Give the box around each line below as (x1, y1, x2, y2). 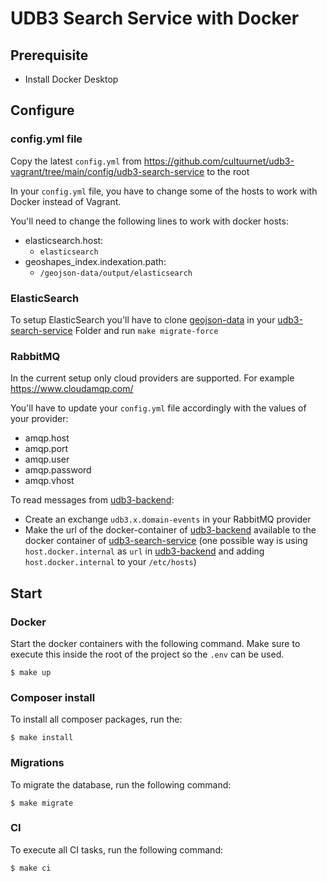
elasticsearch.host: (24, 234, 104, 246)
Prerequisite (10, 47, 89, 64)
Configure (10, 102, 75, 119)
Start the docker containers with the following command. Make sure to (10, 637, 301, 649)
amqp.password (24, 464, 92, 476)
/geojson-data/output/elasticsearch (39, 268, 193, 278)
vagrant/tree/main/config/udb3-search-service (10, 165, 205, 177)
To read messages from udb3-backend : (10, 494, 175, 506)
